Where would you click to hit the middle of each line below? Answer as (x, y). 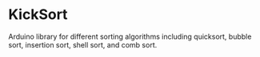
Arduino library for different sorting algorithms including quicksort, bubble (130, 36)
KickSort (38, 15)
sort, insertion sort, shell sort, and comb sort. (83, 44)
